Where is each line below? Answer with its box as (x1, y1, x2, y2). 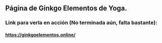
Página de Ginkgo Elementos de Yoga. (5, 4, 128, 13)
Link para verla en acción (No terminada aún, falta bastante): (5, 19, 158, 26)
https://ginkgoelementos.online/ (5, 31, 76, 37)
